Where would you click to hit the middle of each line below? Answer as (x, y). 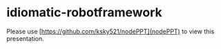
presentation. (25, 38)
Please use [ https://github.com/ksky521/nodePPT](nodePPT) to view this (110, 31)
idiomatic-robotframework (85, 13)
